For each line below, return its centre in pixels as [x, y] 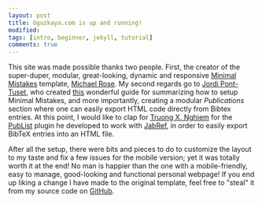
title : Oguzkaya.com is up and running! [76, 23]
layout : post [30, 15]
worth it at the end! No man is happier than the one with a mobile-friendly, [128, 166]
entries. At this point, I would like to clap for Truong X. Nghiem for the [120, 117]
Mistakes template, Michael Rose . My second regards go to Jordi [113, 84]
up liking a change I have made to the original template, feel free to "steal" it [131, 183]
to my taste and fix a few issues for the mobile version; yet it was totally [124, 157]
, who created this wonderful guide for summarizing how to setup [132, 92]
